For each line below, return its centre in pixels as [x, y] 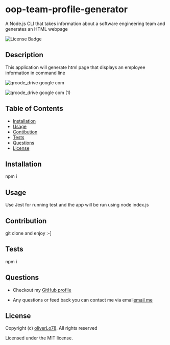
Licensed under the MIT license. [39, 338]
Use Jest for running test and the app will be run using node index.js [77, 205]
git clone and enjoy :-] [29, 233]
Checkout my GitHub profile [42, 290]
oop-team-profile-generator [67, 9]
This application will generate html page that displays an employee [75, 67]
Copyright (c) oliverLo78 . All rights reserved [51, 328]
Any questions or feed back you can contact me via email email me [83, 300]
